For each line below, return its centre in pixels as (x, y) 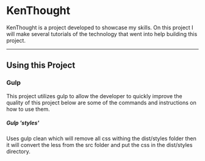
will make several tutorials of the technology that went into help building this (102, 34)
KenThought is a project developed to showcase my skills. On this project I (100, 27)
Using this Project (41, 66)
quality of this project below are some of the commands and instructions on (101, 102)
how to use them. (28, 109)
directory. (18, 151)
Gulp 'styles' (23, 123)
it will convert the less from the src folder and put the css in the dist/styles (99, 145)
